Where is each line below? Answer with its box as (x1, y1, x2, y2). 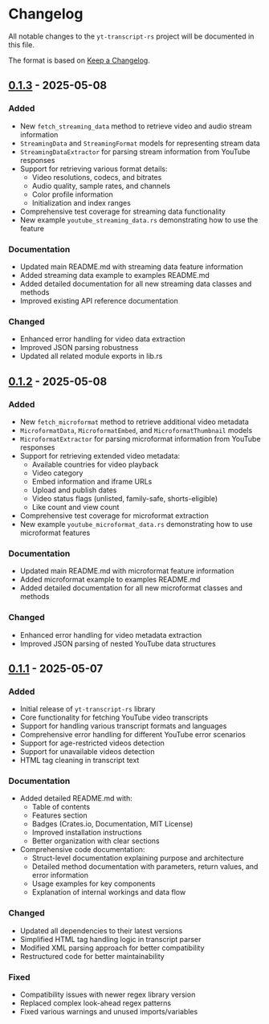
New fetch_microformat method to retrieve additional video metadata (19, 417, 249, 426)
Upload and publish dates (31, 485, 117, 495)
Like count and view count (31, 502, 120, 512)
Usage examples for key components (31, 879, 156, 888)
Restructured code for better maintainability (19, 951, 165, 961)
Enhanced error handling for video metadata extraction (19, 630, 202, 639)
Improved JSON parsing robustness (19, 343, 139, 353)
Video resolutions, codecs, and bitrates (31, 172, 162, 182)
